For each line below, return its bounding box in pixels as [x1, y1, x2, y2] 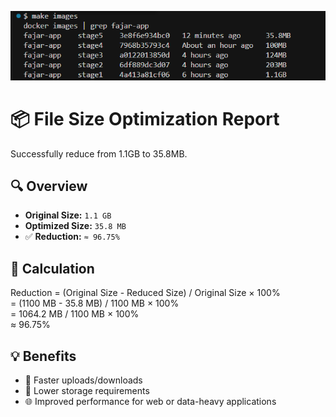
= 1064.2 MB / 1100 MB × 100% [10, 308, 140, 320]
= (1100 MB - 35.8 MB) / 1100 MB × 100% [10, 297, 180, 310]
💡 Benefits [10, 347, 77, 365]
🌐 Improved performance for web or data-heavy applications [24, 395, 277, 407]
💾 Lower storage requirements [24, 384, 150, 396]
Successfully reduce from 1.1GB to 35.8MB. [10, 147, 188, 160]
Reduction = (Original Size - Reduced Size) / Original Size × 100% [10, 287, 281, 299]
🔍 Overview [10, 177, 88, 195]
